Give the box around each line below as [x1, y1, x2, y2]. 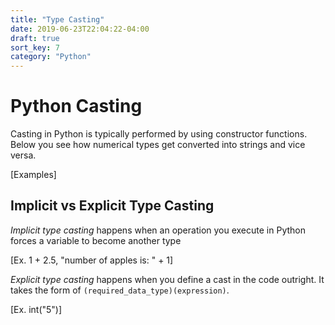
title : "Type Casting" [10, 14, 105, 25]
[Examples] [10, 169, 57, 181]
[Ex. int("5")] [10, 303, 63, 315]
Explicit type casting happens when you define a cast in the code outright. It [10, 273, 325, 285]
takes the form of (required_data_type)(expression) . [10, 284, 230, 296]
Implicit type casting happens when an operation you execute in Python [10, 224, 306, 236]
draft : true [10, 33, 60, 43]
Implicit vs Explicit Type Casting [10, 197, 215, 215]
